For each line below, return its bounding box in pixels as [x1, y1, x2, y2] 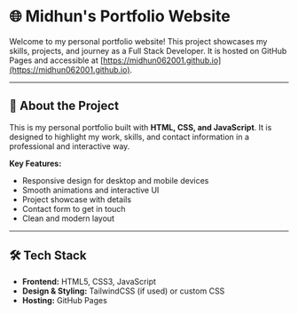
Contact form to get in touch [21, 203, 126, 214]
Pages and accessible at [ [9, 55, 104, 66]
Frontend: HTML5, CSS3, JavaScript [21, 276, 157, 287]
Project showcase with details [21, 193, 131, 205]
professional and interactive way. [9, 140, 130, 152]
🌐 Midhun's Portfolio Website [9, 6, 231, 27]
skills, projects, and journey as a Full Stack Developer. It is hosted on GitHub [9, 45, 287, 56]
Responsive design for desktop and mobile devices [21, 175, 209, 185]
